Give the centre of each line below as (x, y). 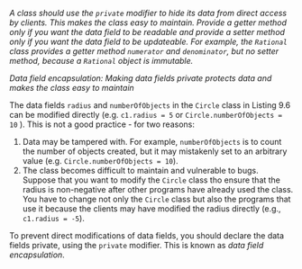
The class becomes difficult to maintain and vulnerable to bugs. (140, 170)
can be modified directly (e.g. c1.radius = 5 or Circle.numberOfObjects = (146, 115)
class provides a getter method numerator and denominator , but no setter (144, 51)
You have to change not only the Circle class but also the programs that (156, 199)
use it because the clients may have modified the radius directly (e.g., (151, 209)
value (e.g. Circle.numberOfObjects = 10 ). (100, 161)
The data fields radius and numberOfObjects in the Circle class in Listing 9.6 (150, 105)
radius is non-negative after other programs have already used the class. (158, 189)
